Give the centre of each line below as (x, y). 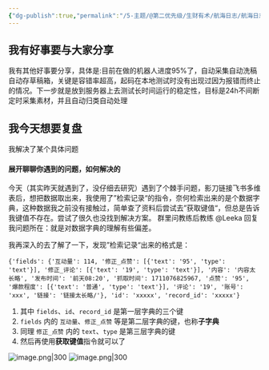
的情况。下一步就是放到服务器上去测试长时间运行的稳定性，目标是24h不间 (130, 91)
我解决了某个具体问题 (43, 149)
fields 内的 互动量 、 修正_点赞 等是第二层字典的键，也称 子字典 (119, 321)
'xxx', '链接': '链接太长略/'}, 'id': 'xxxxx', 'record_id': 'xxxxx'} (124, 296)
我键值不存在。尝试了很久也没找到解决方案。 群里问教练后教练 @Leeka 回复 (133, 218)
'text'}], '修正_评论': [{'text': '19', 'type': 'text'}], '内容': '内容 (129, 270)
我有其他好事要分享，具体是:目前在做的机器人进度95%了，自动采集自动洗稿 (133, 71)
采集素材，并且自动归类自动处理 (75, 101)
